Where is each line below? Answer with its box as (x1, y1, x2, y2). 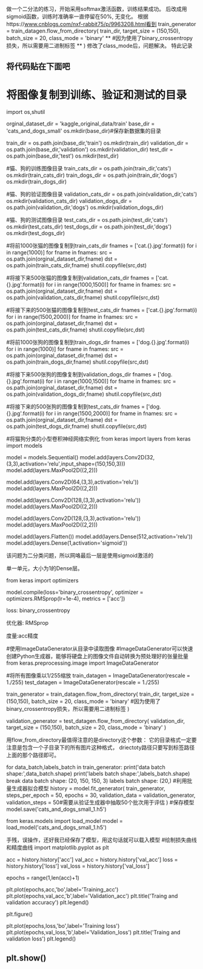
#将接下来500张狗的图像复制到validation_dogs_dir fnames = (6, 371, 156, 378)
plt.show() (6, 953, 47, 963)
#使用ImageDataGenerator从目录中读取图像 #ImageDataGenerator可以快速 (6, 645, 193, 653)
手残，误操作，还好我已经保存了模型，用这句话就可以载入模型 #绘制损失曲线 (6, 836, 197, 844)
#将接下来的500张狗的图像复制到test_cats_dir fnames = (6, 403, 145, 410)
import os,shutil (6, 108, 45, 116)
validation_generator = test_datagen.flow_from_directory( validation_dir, (6, 718, 185, 725)
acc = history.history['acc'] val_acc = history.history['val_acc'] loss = (6, 856, 178, 864)
